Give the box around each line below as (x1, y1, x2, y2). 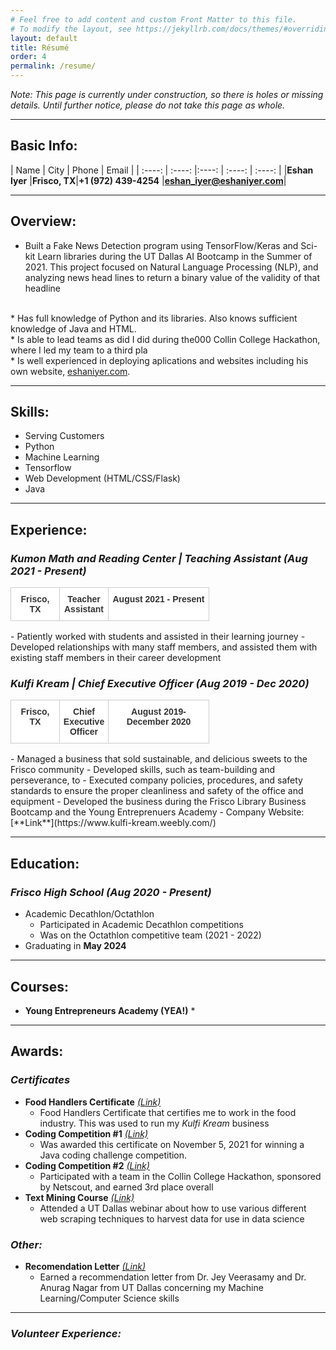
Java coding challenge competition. (39, 1149, 188, 1161)
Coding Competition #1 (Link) (24, 1127, 149, 1140)
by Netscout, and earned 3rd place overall (39, 1181, 214, 1193)
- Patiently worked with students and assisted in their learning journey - (10, 631, 306, 643)
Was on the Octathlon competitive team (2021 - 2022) (39, 929, 262, 941)
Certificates (10, 1073, 71, 1087)
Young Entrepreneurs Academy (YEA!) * (24, 1004, 196, 1016)
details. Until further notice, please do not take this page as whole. (10, 99, 286, 111)
